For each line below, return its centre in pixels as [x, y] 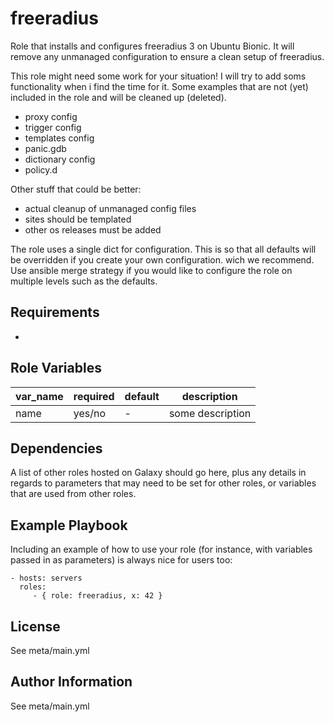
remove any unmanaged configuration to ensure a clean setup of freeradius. [167, 56]
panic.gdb [45, 148]
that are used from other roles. [73, 494]
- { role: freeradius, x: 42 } [97, 596]
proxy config [51, 116]
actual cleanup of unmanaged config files [110, 208]
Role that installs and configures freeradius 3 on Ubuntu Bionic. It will [152, 46]
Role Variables [56, 368]
